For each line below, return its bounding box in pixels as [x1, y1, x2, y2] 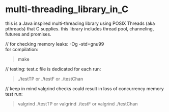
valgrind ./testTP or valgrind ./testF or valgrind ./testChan [17, 100, 138, 107]
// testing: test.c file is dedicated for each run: [5, 66, 101, 72]
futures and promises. [5, 31, 52, 37]
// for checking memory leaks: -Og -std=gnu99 [5, 41, 104, 47]
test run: [5, 91, 23, 97]
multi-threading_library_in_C [5, 4, 129, 15]
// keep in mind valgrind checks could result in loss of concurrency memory [5, 85, 164, 92]
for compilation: [5, 46, 38, 52]
